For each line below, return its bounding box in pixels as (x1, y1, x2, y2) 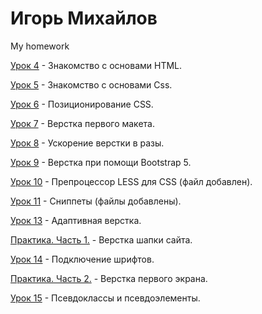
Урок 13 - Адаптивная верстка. (10, 214, 142, 226)
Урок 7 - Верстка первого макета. (10, 117, 155, 129)
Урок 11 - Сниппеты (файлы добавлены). (10, 195, 182, 207)
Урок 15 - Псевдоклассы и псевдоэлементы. (10, 292, 201, 304)
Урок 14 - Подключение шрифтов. (10, 253, 155, 265)
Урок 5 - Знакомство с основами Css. (10, 78, 173, 91)
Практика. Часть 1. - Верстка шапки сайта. (10, 233, 193, 246)
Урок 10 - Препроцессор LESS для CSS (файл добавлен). (10, 175, 253, 187)
